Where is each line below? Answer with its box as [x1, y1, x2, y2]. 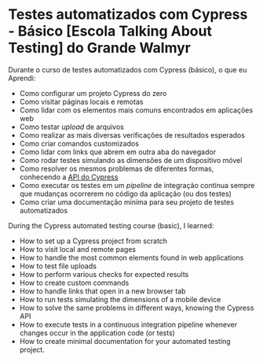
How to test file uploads [19, 261, 97, 271]
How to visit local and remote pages [19, 244, 136, 253]
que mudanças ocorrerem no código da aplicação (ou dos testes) [19, 189, 232, 198]
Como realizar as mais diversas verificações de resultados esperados [19, 130, 246, 139]
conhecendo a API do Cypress [19, 172, 119, 182]
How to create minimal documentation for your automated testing [19, 336, 231, 345]
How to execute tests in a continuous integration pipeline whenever [19, 320, 238, 329]
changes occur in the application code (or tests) [19, 328, 175, 338]
